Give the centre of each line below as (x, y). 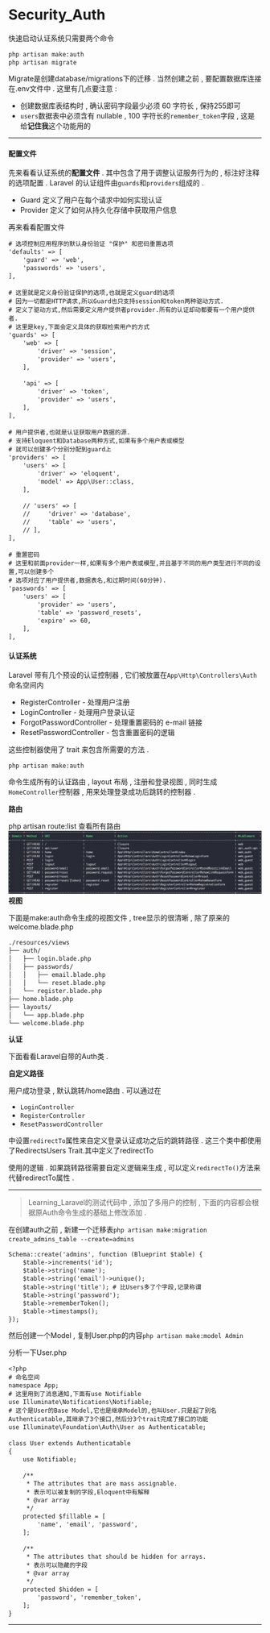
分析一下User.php (37, 1353)
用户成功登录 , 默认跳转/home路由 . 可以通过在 (85, 1091)
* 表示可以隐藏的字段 (57, 1565)
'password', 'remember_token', (90, 1598)
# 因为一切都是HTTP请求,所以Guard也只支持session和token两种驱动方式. (116, 301)
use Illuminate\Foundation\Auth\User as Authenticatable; (107, 1427)
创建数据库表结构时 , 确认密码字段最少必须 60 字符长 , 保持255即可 (130, 106)
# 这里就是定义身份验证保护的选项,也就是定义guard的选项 (92, 293)
